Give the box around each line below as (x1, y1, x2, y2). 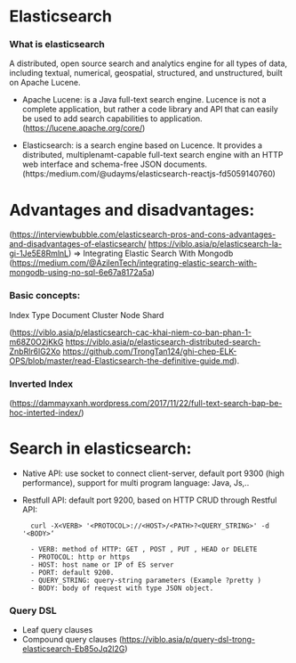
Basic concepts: (9, 290, 81, 302)
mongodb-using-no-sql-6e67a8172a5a (9, 267, 153, 278)
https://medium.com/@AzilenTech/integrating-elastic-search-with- (12, 258, 258, 268)
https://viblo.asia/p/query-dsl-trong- (121, 634, 256, 645)
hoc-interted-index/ (9, 407, 82, 418)
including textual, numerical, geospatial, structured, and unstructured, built (9, 68, 283, 78)
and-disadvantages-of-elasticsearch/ (9, 239, 147, 250)
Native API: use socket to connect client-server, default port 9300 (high (21, 468, 284, 479)
